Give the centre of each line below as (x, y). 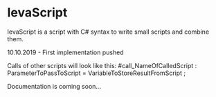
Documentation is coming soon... (54, 86)
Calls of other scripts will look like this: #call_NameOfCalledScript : (102, 65)
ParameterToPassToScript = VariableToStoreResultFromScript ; (97, 73)
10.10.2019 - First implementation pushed (65, 52)
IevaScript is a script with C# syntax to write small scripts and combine (108, 32)
